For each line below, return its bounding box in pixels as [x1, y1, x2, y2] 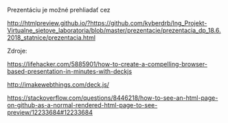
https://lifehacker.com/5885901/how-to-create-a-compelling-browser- [7, 60, 208, 68]
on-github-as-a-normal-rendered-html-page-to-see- [7, 101, 158, 109]
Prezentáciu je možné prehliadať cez [7, 6, 111, 14]
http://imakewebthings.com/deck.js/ [7, 81, 110, 88]
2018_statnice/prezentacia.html [7, 33, 96, 42]
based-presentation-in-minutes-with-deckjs [7, 68, 133, 75]
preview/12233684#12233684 [7, 109, 93, 116]
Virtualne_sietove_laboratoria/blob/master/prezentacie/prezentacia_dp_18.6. [7, 27, 221, 34]
